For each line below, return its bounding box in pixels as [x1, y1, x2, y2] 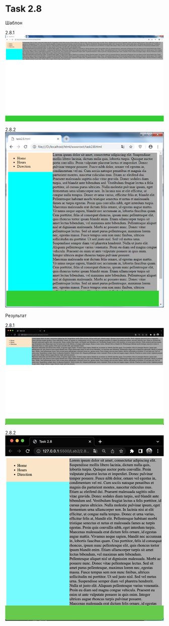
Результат [5, 313, 27, 319]
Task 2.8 [5, 3, 42, 15]
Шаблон [5, 20, 23, 26]
